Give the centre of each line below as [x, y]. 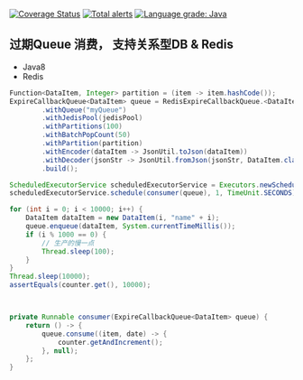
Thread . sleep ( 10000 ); [50, 277]
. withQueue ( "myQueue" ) [84, 110]
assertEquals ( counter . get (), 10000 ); [80, 285]
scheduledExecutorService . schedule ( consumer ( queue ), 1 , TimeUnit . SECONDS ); [155, 193]
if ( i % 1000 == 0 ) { [66, 235]
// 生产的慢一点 [68, 243]
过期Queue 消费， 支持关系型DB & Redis [122, 45]
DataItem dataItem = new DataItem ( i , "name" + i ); [123, 218]
